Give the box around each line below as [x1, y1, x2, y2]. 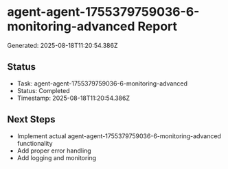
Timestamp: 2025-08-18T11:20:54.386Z [16, 94, 130, 102]
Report [137, 18, 177, 34]
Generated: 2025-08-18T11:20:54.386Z [7, 41, 118, 49]
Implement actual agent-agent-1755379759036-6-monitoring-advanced [16, 131, 222, 140]
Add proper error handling [16, 146, 91, 155]
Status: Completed [16, 86, 70, 94]
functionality [16, 139, 53, 147]
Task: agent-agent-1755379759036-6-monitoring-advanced [16, 79, 187, 88]
